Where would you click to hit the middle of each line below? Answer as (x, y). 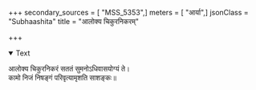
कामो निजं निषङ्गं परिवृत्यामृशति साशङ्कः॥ (63, 78)
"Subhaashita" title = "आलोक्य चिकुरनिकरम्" (73, 21)
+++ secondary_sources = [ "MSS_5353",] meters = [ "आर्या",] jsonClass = (128, 12)
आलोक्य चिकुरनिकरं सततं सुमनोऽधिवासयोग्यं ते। (69, 69)
